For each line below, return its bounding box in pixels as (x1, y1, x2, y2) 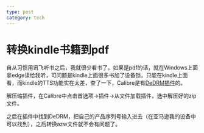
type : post (6, 9, 34, 15)
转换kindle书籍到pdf (6, 43, 110, 57)
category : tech (6, 15, 45, 21)
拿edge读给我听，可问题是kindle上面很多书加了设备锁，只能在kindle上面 (6, 71, 188, 79)
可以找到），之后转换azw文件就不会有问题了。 (6, 120, 121, 128)
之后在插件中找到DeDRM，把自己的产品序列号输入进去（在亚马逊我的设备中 (6, 113, 197, 120)
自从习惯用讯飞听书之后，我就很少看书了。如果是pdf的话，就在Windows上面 (6, 64, 199, 71)
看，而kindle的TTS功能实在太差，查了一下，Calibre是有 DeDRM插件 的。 (6, 79, 186, 87)
